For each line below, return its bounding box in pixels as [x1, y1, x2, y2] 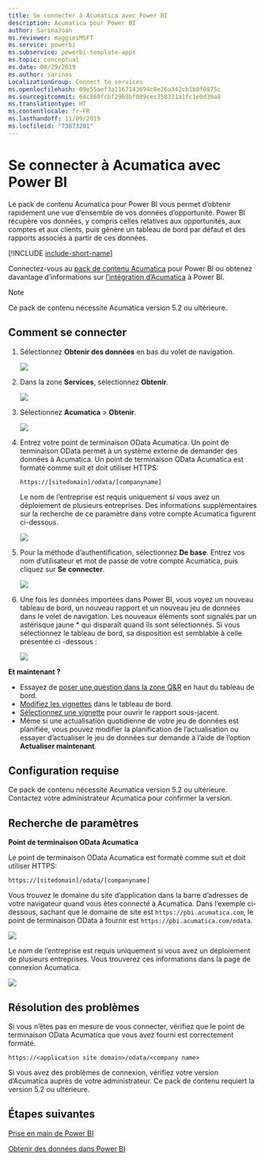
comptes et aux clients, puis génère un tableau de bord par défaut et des [8, 224, 246, 234]
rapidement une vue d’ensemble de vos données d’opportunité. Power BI [8, 208, 246, 217]
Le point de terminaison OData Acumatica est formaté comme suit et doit [8, 853, 246, 862]
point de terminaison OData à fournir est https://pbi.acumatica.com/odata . [8, 916, 253, 926]
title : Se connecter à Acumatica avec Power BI [8, 11, 168, 20]
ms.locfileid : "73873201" [8, 122, 93, 130]
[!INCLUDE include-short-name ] [8, 248, 113, 258]
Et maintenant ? [8, 666, 61, 676]
